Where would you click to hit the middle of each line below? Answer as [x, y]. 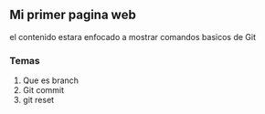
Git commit [43, 90]
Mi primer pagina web [73, 15]
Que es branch [51, 80]
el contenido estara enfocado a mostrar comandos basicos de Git [132, 36]
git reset [38, 100]
